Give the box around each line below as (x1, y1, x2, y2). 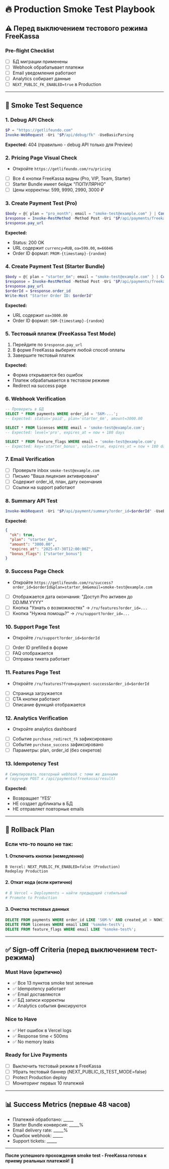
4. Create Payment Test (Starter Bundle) (5, 263, 105, 270)
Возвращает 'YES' (12, 795, 52, 802)
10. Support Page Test (5, 623, 60, 630)
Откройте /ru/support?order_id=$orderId (12, 635, 100, 641)
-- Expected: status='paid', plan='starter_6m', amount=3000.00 (5, 416, 143, 422)
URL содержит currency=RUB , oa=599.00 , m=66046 (12, 245, 113, 251)
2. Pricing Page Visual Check (5, 154, 77, 161)
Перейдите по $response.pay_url (12, 342, 82, 347)
